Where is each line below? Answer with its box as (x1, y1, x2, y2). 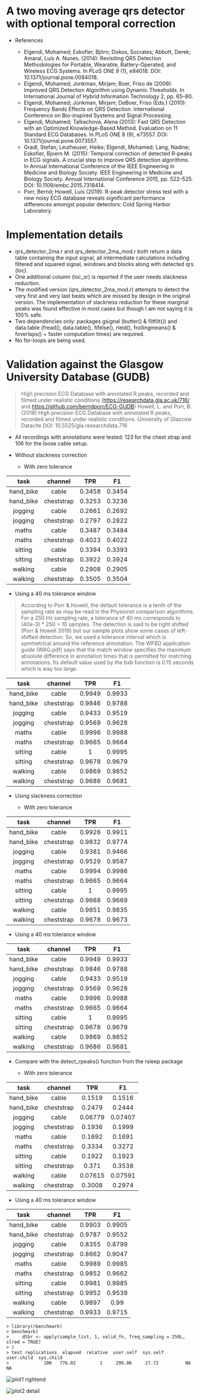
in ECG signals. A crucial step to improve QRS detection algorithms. (23, 156, 190, 163)
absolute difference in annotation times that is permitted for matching (20, 652, 192, 659)
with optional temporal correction (6, 17, 176, 30)
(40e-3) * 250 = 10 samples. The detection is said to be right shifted (20, 620, 189, 628)
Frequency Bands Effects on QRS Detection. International (23, 105, 165, 112)
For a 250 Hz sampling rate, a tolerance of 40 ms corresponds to (20, 614, 181, 621)
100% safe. (14, 311, 43, 318)
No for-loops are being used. (14, 337, 87, 344)
